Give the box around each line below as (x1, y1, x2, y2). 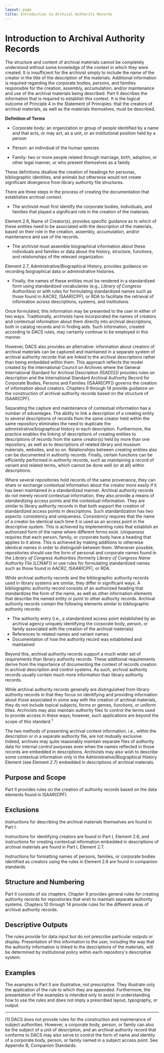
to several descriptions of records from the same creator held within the (5, 415, 150, 421)
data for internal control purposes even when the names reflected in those (5, 744, 155, 750)
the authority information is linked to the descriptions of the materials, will (5, 944, 153, 950)
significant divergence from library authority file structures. (5, 180, 124, 185)
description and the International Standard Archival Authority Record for (5, 375, 150, 381)
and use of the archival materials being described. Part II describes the (5, 91, 147, 96)
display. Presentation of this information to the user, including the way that (5, 939, 155, 945)
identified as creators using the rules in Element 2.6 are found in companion (5, 858, 158, 864)
